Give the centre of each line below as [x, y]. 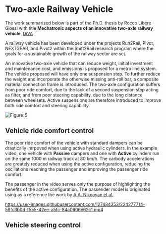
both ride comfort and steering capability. [48, 105]
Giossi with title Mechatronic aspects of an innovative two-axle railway [79, 28]
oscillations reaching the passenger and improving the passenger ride [77, 169]
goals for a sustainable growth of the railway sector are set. [66, 54]
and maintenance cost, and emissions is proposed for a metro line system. [81, 69]
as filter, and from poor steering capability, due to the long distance [74, 95]
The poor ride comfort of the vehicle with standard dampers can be [74, 143]
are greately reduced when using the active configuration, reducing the [78, 164]
